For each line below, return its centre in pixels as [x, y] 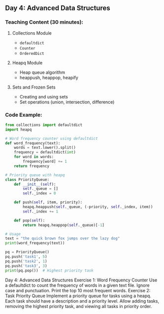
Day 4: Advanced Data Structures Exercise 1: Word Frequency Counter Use [81, 280]
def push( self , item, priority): [48, 202]
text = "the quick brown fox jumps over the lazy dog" [63, 239]
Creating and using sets [44, 96]
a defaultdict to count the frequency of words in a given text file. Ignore [77, 285]
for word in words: [34, 157]
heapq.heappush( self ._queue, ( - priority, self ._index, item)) [88, 207]
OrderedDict [32, 53]
